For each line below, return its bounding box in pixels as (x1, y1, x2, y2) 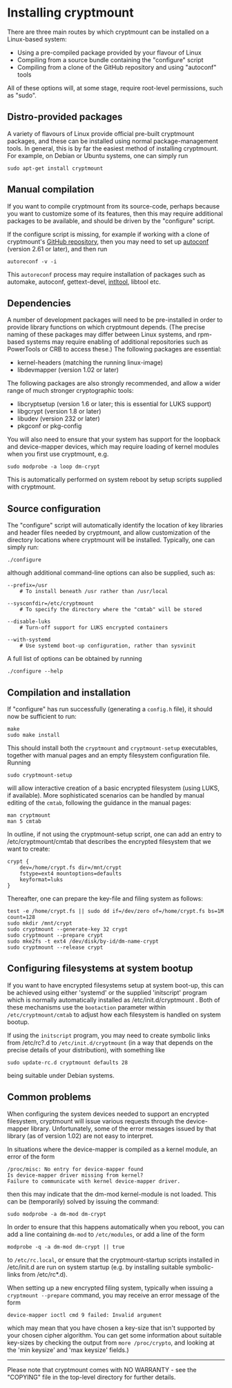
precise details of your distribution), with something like (7, 1045, 166, 1054)
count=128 (7, 914, 36, 920)
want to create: (7, 845, 50, 853)
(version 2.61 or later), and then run (7, 244, 108, 253)
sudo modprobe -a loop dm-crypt (7, 463, 100, 470)
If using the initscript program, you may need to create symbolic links (7, 1031, 211, 1039)
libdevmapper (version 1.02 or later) (17, 366, 119, 374)
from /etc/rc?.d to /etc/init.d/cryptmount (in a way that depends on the (7, 1038, 213, 1047)
